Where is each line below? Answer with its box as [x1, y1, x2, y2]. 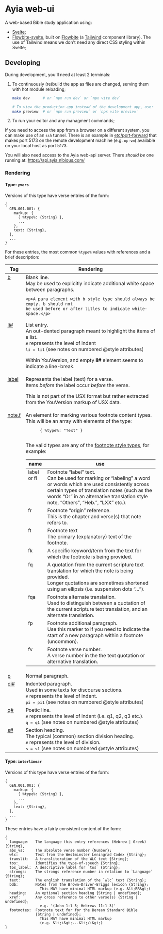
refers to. [47, 519, 68, 526]
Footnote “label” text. [47, 468, 96, 475]
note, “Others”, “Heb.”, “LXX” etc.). [47, 499, 127, 506]
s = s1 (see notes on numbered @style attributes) [25, 745, 139, 752]
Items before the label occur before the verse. [25, 382, 130, 389]
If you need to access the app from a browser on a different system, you [5, 127, 149, 133]
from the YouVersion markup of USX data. [25, 399, 121, 406]
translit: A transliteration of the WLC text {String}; [9, 856, 130, 861]
